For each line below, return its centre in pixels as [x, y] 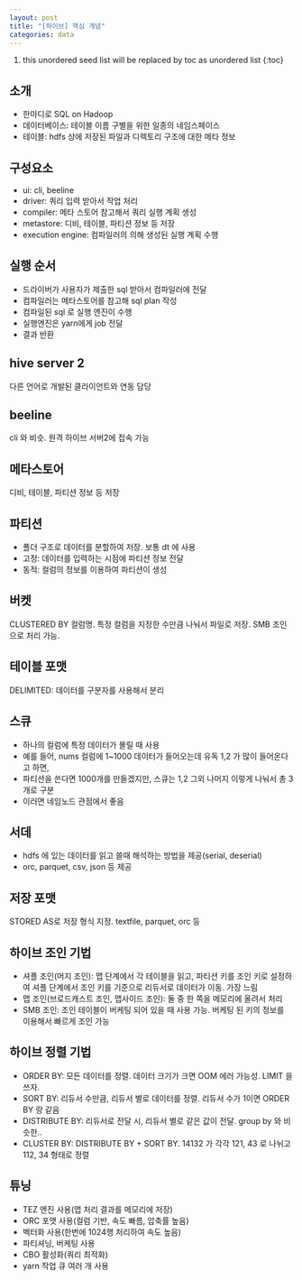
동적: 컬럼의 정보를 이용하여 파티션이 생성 [95, 570]
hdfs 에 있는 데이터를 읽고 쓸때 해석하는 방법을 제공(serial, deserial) [142, 856]
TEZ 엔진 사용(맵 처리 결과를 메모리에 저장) [97, 1209]
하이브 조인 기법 [50, 953]
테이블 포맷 [38, 667]
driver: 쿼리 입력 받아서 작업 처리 [80, 201]
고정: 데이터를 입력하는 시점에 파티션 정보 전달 [103, 558]
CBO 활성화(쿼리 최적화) [65, 1254]
